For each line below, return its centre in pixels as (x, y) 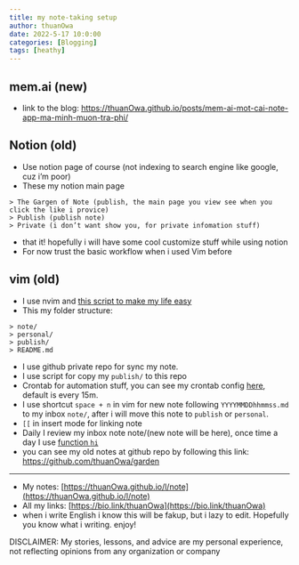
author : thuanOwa (41, 26)
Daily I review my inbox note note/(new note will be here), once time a (150, 432)
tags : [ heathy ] (37, 51)
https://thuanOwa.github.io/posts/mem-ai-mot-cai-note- (185, 108)
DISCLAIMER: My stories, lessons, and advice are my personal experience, (146, 541)
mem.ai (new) (48, 87)
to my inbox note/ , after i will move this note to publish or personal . (145, 414)
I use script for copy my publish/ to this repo (105, 375)
